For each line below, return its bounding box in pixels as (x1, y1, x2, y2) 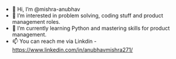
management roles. (11, 18, 60, 25)
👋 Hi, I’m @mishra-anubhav (11, 6, 80, 13)
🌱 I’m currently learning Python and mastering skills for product (11, 24, 171, 32)
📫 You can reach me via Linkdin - (11, 38, 97, 45)
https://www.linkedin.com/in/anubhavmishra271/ (11, 46, 133, 53)
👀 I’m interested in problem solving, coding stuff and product (11, 12, 163, 19)
